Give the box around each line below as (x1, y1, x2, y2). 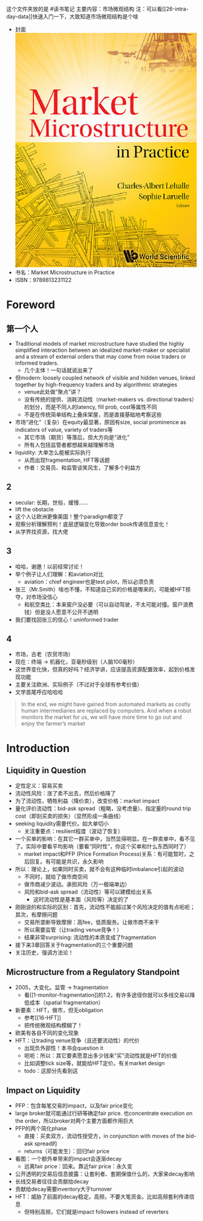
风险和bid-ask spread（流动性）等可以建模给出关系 (24, 888, 152, 896)
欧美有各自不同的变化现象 (14, 1029, 79, 1037)
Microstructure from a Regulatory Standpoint (6, 967, 180, 977)
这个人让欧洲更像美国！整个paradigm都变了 (14, 513, 124, 520)
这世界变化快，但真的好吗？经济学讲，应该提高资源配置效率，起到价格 (14, 666, 190, 673)
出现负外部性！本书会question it (24, 1044, 104, 1052)
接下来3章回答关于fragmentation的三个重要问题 (14, 941, 134, 949)
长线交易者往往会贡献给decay (14, 1178, 89, 1185)
